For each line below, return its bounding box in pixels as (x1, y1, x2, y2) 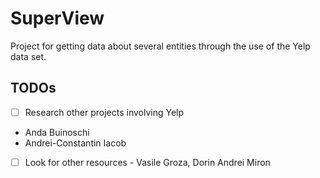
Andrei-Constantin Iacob (24, 137, 127, 149)
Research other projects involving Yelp (24, 106, 185, 118)
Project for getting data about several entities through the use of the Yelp (10, 40, 311, 52)
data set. (10, 50, 47, 62)
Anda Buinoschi (24, 126, 90, 138)
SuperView (10, 7, 105, 30)
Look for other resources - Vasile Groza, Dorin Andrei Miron (24, 156, 271, 168)
